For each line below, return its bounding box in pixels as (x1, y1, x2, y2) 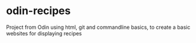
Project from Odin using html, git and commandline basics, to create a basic (6, 24, 191, 31)
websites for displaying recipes (6, 29, 82, 37)
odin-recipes (6, 4, 71, 18)
